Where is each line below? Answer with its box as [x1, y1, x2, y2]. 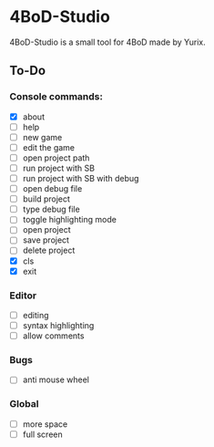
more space [22, 418, 68, 430]
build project [22, 193, 71, 204]
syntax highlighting [22, 319, 95, 330]
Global [9, 398, 39, 411]
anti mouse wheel [22, 374, 89, 385]
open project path [22, 152, 90, 163]
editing [22, 309, 49, 320]
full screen [22, 429, 63, 440]
